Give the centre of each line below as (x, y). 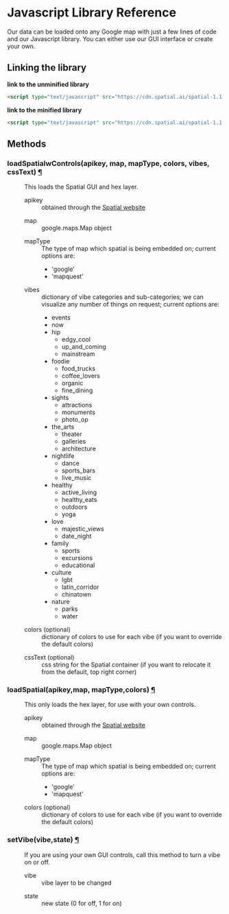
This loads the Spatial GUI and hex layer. (81, 187)
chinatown (76, 594)
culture (61, 573)
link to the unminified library (48, 84)
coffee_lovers (81, 376)
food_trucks (79, 369)
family (60, 544)
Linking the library (47, 68)
